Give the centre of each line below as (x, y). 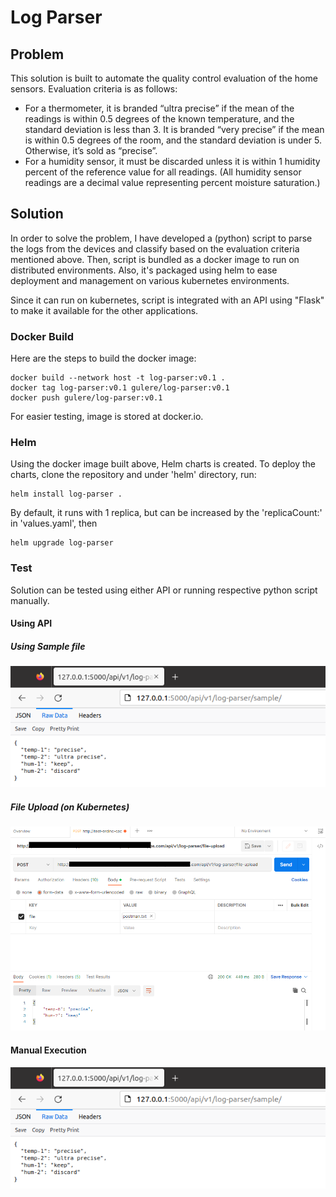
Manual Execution (48, 1050)
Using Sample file (48, 646)
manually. (30, 600)
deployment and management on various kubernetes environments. (150, 280)
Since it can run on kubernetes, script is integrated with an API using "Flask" (167, 300)
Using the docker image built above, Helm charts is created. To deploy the (163, 464)
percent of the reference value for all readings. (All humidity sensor (163, 172)
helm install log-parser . (66, 494)
